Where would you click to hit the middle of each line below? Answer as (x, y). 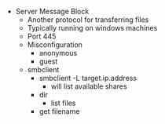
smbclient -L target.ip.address (88, 78)
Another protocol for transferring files (88, 20)
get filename (59, 111)
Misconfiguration (55, 45)
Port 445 (42, 36)
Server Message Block (52, 11)
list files (63, 103)
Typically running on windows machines (92, 28)
